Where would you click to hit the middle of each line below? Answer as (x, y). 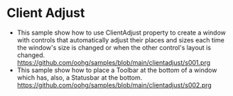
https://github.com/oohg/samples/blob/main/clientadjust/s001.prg (114, 62)
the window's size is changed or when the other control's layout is (114, 47)
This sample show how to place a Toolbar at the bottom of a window (117, 70)
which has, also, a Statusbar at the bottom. (80, 77)
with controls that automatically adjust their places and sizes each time (120, 40)
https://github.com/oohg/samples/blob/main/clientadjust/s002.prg (114, 85)
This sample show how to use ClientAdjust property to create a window (121, 32)
